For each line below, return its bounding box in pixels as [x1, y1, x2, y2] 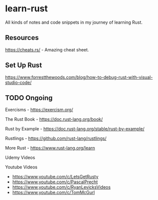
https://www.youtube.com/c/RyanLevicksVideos [12, 184, 111, 190]
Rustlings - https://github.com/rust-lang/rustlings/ [5, 135, 107, 141]
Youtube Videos [5, 164, 38, 170]
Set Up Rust [5, 61, 42, 70]
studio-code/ [5, 80, 32, 85]
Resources [5, 34, 39, 42]
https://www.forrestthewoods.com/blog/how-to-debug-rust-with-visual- [5, 74, 153, 80]
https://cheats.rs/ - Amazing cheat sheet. [5, 46, 89, 52]
